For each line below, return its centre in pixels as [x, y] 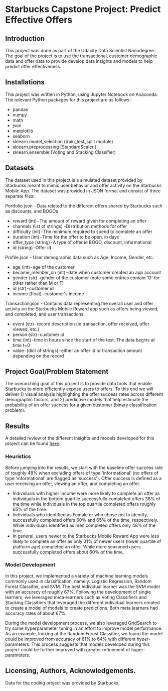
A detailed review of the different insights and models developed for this [80, 438]
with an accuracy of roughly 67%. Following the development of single [78, 592]
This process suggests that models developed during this [91, 644]
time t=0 [21, 345]
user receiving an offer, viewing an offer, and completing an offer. [73, 484]
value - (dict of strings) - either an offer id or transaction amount [77, 351]
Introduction [25, 38]
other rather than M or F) [38, 283]
